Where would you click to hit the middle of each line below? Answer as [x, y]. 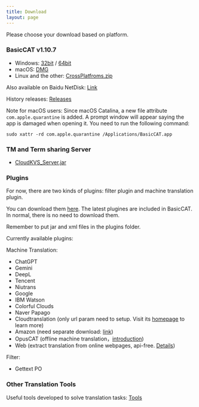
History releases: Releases [39, 99]
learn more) [29, 325]
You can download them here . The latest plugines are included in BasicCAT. [99, 209]
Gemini [24, 268]
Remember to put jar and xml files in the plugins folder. [74, 227]
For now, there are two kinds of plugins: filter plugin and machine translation [100, 191]
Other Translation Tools [41, 384]
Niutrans [25, 287]
